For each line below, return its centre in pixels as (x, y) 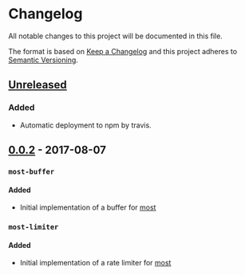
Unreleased (38, 85)
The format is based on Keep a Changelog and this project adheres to (123, 51)
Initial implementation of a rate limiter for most (95, 263)
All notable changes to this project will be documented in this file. (116, 36)
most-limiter (34, 227)
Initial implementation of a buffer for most (88, 207)
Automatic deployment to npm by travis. (85, 125)
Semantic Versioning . (43, 60)
